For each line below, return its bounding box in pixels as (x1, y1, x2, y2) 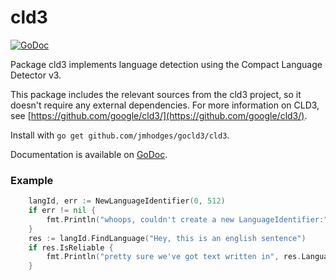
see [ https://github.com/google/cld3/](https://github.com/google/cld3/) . (10, 109, 308, 121)
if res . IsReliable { (28, 242, 114, 253)
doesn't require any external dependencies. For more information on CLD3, (10, 99, 320, 111)
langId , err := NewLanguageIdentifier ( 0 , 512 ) (28, 196, 226, 206)
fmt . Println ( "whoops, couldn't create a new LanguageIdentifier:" (46, 214, 329, 225)
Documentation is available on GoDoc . (10, 148, 168, 160)
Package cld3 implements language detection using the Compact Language (10, 58, 323, 70)
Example (10, 173, 54, 187)
